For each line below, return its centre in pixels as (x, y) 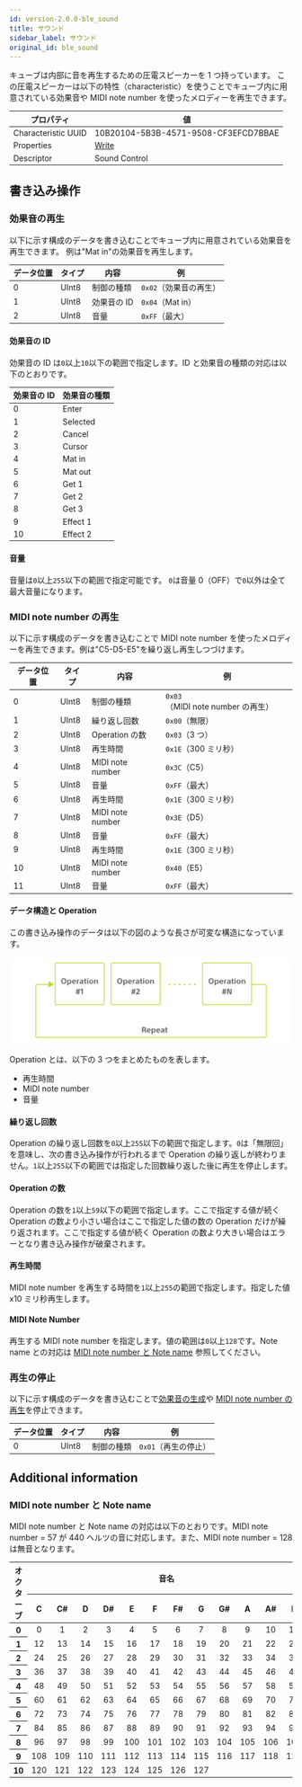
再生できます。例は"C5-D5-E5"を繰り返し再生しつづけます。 (137, 649)
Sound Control (121, 158)
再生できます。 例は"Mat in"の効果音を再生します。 (103, 251)
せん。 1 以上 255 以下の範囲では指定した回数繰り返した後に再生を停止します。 (151, 1166)
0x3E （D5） (187, 817)
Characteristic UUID (50, 133)
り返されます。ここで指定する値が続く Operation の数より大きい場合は (140, 1232)
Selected (79, 422)
